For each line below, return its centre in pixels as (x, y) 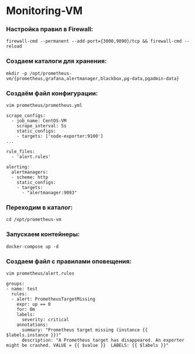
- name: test (22, 289)
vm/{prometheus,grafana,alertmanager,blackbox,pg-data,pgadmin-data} (93, 78)
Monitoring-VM (45, 11)
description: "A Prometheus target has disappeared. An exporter (103, 340)
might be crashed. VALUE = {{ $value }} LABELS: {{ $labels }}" (87, 345)
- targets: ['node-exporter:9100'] (60, 136)
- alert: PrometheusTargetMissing (53, 299)
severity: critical (45, 319)
